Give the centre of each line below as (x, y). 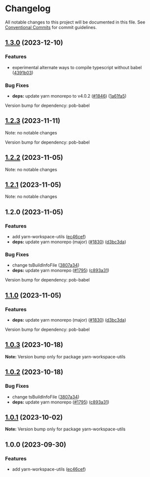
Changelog (28, 9)
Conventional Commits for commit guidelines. (51, 27)
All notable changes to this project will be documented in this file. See (75, 22)
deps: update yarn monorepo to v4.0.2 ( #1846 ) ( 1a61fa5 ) (69, 96)
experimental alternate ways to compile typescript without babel (77, 67)
